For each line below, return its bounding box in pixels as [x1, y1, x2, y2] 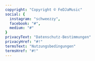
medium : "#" [9, 26, 34, 30]
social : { [5, 12, 26, 17]
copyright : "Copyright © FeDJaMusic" [5, 7, 83, 12]
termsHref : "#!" [5, 48, 38, 53]
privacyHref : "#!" [5, 39, 43, 44]
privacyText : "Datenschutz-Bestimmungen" [5, 35, 92, 40]
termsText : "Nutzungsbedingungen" [5, 44, 76, 49]
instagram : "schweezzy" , [9, 16, 61, 21]
